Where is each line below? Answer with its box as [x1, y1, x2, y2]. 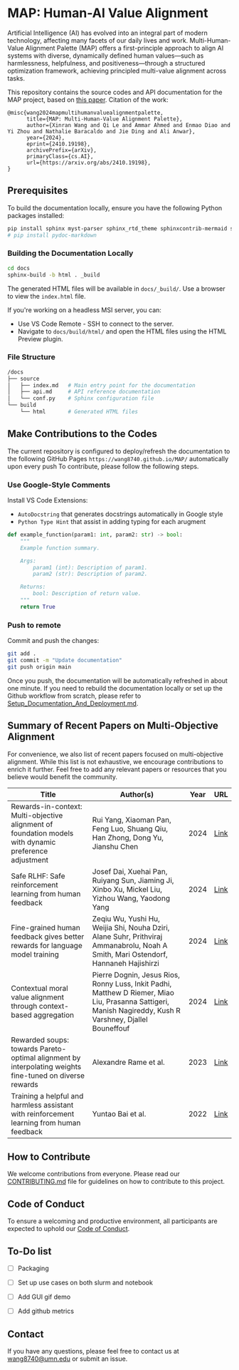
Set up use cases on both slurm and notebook [17, 1278, 153, 1287]
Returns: [20, 583, 46, 591]
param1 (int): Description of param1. [33, 564, 148, 571]
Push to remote [7, 620, 62, 630]
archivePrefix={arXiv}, [26, 146, 97, 154]
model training [11, 949, 59, 959]
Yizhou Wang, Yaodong [92, 893, 171, 903]
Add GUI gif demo [17, 1292, 71, 1302]
